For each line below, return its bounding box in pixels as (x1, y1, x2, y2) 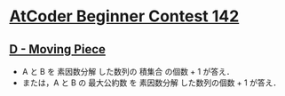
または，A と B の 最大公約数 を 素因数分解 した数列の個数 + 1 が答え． (21, 77, 281, 88)
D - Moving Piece (9, 42, 107, 57)
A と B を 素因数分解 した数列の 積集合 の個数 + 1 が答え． (21, 67, 234, 76)
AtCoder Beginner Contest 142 (9, 6, 240, 27)
